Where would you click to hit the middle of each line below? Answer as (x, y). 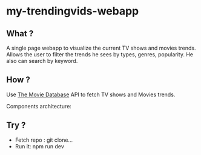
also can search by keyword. (42, 61)
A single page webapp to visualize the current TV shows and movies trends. (101, 48)
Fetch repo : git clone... (44, 140)
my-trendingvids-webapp (73, 11)
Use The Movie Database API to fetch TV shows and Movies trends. (91, 94)
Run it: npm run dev (40, 146)
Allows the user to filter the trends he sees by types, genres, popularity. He (100, 54)
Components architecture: (39, 106)
